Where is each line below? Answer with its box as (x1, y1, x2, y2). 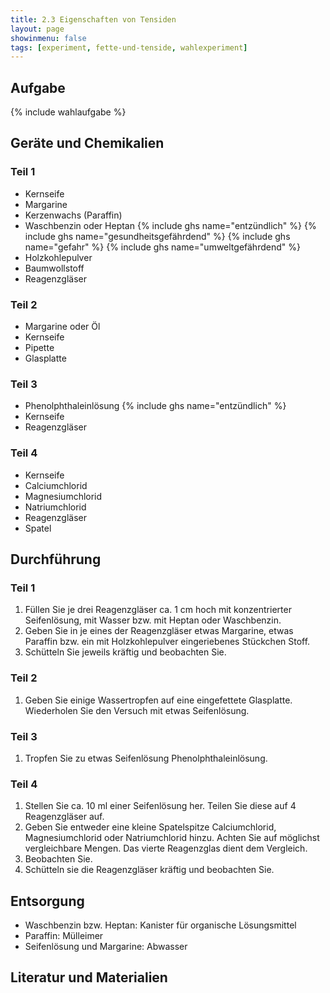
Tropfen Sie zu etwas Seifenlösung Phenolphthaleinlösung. (24, 752, 268, 764)
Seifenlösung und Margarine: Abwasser (24, 941, 188, 953)
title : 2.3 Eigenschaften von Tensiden (10, 14, 177, 25)
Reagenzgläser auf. (24, 811, 105, 823)
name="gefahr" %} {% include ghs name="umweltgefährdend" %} (24, 241, 301, 253)
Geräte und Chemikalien (10, 135, 165, 152)
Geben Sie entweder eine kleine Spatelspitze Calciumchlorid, (24, 821, 277, 833)
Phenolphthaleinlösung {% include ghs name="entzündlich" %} (24, 400, 287, 412)
